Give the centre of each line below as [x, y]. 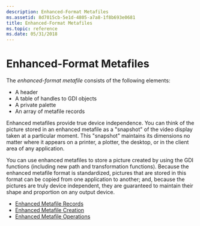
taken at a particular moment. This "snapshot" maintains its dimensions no [98, 136]
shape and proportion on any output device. [61, 192]
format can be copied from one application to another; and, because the [95, 179]
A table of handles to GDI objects [56, 99]
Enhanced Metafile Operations [53, 216]
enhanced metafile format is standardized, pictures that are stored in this [96, 173]
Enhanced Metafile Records [49, 204]
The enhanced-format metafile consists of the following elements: [88, 81]
